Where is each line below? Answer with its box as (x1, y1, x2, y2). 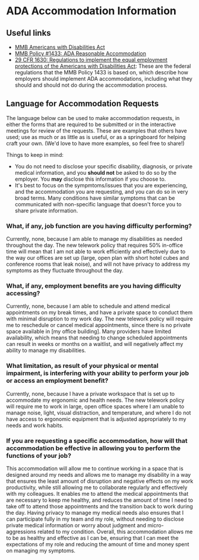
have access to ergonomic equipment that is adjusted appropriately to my (6, 415, 187, 423)
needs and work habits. (6, 421, 64, 429)
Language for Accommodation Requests (6, 99, 159, 109)
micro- (147, 522, 165, 528)
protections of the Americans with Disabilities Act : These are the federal (14, 62, 191, 70)
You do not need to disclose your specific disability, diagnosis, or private (14, 162, 193, 170)
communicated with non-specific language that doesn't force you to (14, 200, 182, 207)
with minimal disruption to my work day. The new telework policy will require (6, 315, 193, 322)
